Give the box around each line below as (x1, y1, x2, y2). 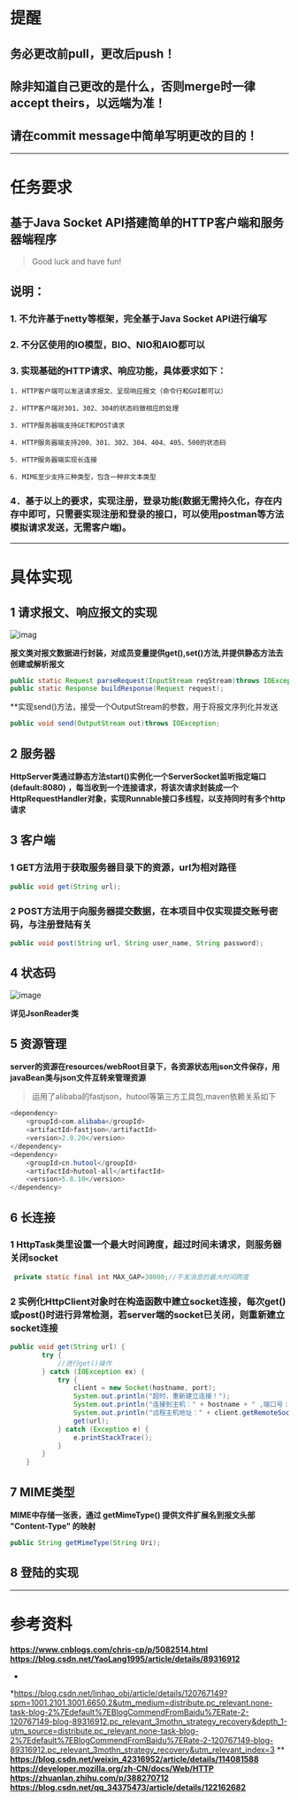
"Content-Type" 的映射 (10, 1520, 96, 1531)
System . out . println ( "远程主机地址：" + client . (73, 1409, 242, 1417)
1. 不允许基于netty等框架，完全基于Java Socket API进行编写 (10, 313, 268, 325)
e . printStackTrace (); (73, 1432, 153, 1442)
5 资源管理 (10, 1036, 67, 1051)
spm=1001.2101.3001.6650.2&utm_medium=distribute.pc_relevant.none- (10, 1697, 273, 1708)
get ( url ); (73, 1417, 110, 1425)
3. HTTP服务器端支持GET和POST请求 (10, 422, 126, 431)
